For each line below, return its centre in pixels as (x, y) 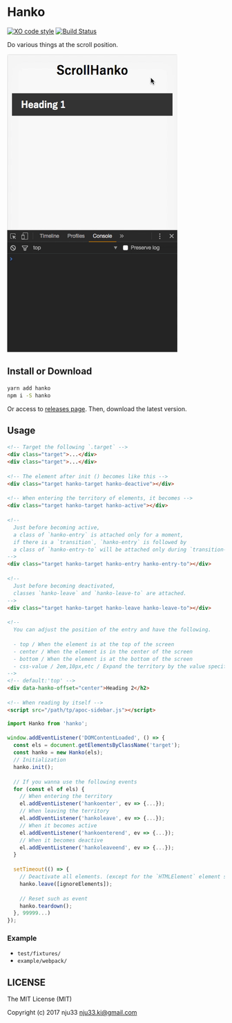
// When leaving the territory (65, 811)
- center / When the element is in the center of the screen (103, 651)
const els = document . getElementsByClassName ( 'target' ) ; (97, 745)
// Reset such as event (54, 898)
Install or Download (50, 371)
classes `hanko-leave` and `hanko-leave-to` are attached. (100, 593)
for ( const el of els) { (49, 789)
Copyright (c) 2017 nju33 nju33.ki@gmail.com (72, 1013)
